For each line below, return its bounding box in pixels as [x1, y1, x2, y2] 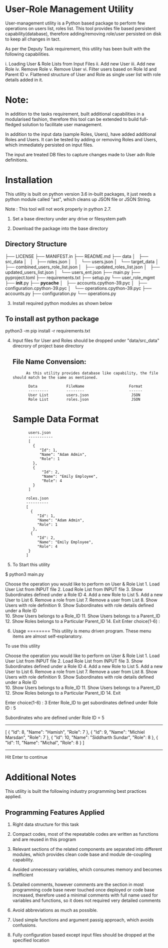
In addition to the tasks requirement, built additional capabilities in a [5, 111, 144, 117]
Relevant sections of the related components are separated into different [12, 846, 162, 852]
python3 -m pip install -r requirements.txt [5, 328, 90, 334]
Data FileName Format [28, 384, 143, 389]
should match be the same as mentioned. [12, 375, 98, 380]
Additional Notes [5, 772, 76, 783]
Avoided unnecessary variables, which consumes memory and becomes [12, 866, 162, 872]
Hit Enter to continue [5, 754, 47, 760]
